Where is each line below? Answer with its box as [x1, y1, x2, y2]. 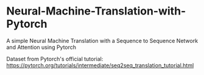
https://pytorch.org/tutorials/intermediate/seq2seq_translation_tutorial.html [6, 62, 194, 69]
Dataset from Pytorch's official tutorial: [6, 55, 104, 62]
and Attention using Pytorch [6, 44, 77, 51]
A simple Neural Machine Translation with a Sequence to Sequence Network [6, 37, 199, 44]
